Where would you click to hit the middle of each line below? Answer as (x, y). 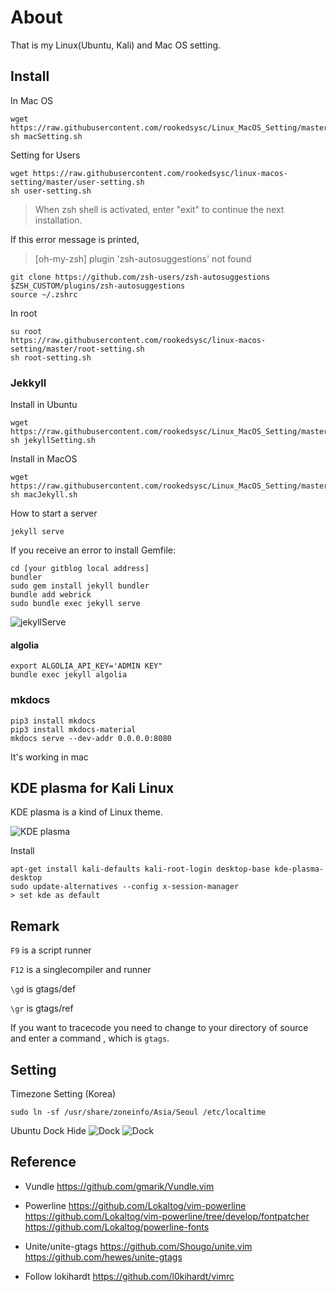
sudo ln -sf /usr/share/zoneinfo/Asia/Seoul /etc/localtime (138, 1112)
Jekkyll (28, 383)
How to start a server (54, 513)
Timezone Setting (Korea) (63, 1093)
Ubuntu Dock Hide (48, 1130)
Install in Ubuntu (44, 405)
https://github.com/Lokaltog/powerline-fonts (117, 1227)
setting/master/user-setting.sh (77, 182)
